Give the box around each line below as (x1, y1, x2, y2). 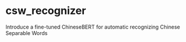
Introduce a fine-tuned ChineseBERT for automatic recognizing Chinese (5, 23, 181, 30)
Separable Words (5, 29, 48, 36)
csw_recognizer (5, 4, 86, 17)
